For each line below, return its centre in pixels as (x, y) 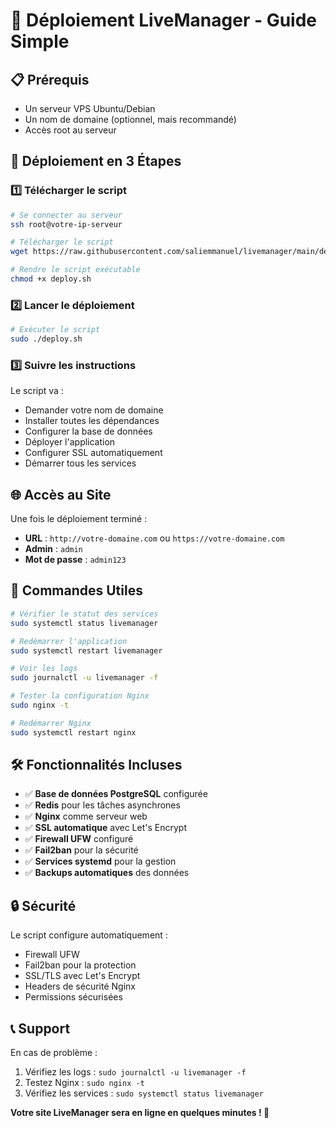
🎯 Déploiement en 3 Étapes (96, 161)
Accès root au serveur (70, 130)
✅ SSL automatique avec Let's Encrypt (105, 828)
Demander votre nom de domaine (94, 410)
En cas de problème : (54, 1053)
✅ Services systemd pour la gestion (100, 861)
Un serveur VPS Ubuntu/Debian (90, 108)
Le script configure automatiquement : (89, 935)
